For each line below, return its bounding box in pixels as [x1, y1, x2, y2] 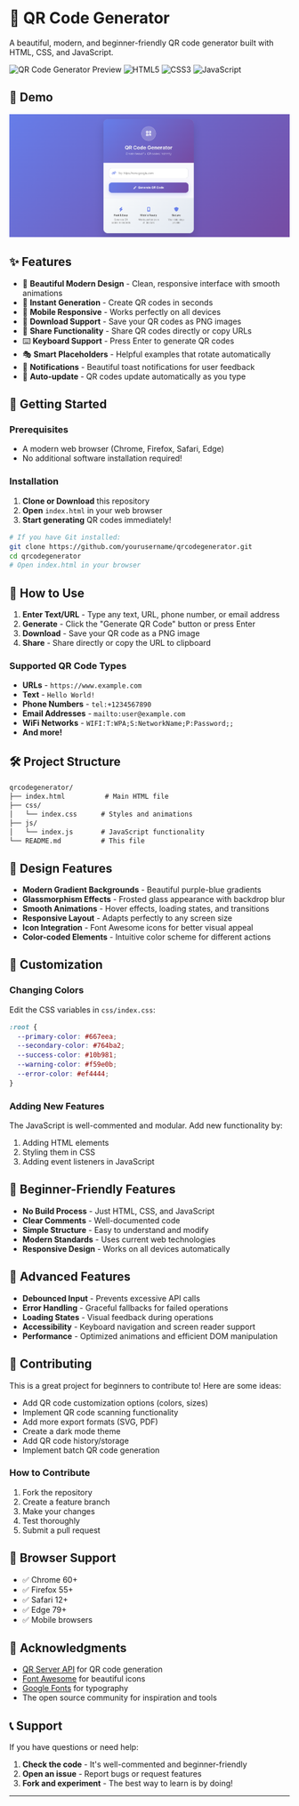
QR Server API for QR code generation [21, 1664, 163, 1675]
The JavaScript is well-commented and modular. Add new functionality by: [9, 1120, 283, 1131]
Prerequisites [9, 423, 69, 436]
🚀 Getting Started [9, 397, 108, 412]
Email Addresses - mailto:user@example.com [21, 708, 186, 719]
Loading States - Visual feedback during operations [21, 1311, 214, 1322]
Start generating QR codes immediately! [21, 514, 172, 525]
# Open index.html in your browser [9, 560, 141, 570]
